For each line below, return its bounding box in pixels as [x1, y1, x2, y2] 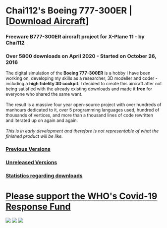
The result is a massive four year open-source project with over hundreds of [5, 102, 162, 108]
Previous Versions [5, 146, 51, 153]
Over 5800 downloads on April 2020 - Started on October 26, [5, 53, 157, 59]
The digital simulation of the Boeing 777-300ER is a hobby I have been [5, 70, 151, 76]
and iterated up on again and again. [5, 117, 78, 123]
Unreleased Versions [5, 159, 57, 166]
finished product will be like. [5, 133, 63, 139]
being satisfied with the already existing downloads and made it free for [5, 86, 153, 92]
